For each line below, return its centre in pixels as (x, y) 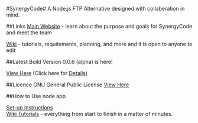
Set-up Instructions (30, 108)
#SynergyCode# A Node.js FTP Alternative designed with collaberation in (95, 9)
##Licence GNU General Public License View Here (68, 85)
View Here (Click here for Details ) (47, 73)
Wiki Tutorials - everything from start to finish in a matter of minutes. (90, 114)
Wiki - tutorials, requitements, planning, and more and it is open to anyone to (99, 44)
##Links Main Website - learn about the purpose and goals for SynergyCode (99, 26)
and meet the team (29, 33)
